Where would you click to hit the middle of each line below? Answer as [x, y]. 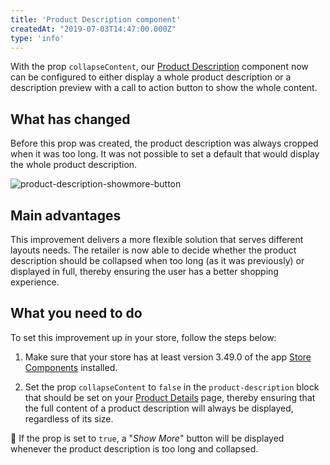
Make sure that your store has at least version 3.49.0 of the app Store [168, 357]
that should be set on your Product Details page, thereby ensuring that [170, 397]
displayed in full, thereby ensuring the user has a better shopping [144, 271]
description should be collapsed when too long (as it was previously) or [157, 260]
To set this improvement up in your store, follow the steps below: [143, 337]
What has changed [70, 119]
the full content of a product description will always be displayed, [159, 408]
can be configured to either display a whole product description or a [151, 77]
